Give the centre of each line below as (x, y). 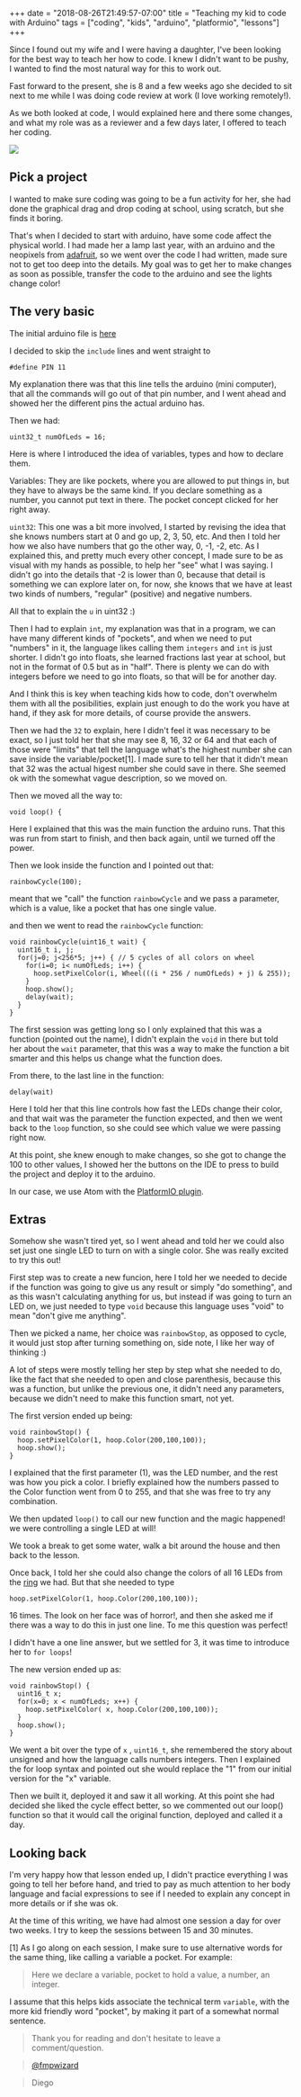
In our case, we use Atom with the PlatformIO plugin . (106, 1191)
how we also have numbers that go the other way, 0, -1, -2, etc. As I (134, 546)
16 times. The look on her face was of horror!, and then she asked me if (142, 1616)
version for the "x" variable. (60, 1779)
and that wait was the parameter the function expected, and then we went (146, 1118)
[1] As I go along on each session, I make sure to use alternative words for (146, 1948)
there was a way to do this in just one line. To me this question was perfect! (149, 1625)
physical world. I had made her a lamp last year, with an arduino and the (142, 245)
